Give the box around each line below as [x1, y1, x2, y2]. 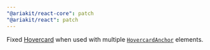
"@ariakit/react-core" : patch [6, 10, 95, 17]
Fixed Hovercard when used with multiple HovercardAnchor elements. [6, 35, 204, 43]
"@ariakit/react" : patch [6, 16, 79, 23]
